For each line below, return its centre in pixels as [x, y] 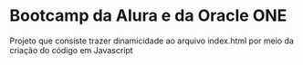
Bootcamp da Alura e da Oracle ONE [148, 16]
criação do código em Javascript [72, 50]
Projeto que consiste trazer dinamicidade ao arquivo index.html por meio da [152, 41]
